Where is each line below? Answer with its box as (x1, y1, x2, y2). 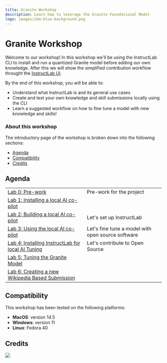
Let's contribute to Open (86, 240, 144, 246)
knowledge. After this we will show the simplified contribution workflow (5, 65, 152, 71)
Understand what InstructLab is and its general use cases (12, 90, 131, 96)
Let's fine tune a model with (86, 225, 152, 232)
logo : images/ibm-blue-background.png (5, 16, 85, 21)
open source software (86, 232, 138, 239)
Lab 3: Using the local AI (7, 225, 65, 232)
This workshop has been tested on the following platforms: (5, 305, 126, 311)
